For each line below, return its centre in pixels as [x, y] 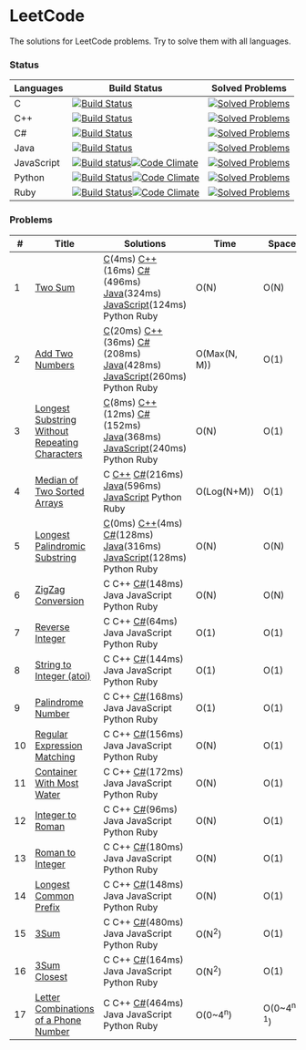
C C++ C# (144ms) [143, 659]
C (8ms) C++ [130, 402]
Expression [59, 746]
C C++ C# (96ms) [141, 809]
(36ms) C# [127, 342]
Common [55, 896]
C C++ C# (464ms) [143, 1003]
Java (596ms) [133, 486]
